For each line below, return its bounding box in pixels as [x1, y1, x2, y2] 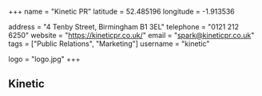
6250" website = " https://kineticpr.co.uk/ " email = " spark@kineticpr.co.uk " [8, 31, 255, 40]
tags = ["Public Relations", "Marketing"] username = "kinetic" [8, 39, 210, 48]
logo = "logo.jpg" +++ [8, 55, 81, 63]
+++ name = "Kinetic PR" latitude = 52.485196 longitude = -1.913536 [8, 7, 236, 16]
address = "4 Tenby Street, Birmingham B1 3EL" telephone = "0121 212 [8, 22, 240, 31]
